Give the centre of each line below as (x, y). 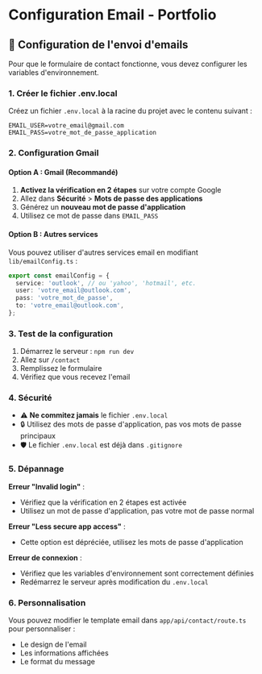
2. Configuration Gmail (54, 153)
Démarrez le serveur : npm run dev (77, 352)
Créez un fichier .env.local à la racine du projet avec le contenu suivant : (130, 111)
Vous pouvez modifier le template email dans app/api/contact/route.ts (127, 620)
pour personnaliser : (42, 629)
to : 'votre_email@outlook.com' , (70, 306)
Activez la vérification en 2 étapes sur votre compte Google (121, 190)
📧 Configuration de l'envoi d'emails (98, 45)
